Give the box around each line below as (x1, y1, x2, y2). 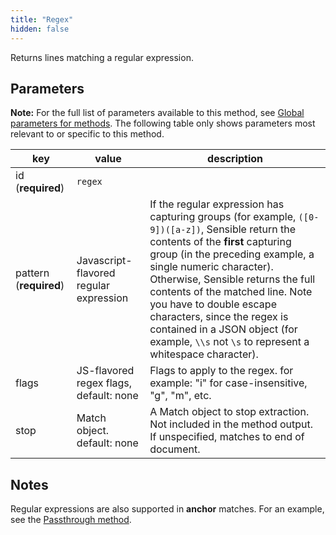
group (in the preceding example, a (149, 247, 315, 261)
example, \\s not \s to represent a (149, 335, 310, 349)
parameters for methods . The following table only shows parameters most (10, 117, 316, 130)
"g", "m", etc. (149, 389, 212, 403)
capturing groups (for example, (149, 210, 297, 224)
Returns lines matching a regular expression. (10, 51, 194, 63)
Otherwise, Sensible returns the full (149, 272, 316, 286)
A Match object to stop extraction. (149, 405, 310, 419)
